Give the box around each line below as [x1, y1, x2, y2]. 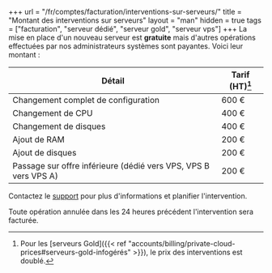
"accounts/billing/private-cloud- [128, 239, 236, 249]
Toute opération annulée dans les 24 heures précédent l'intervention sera [8, 207, 253, 217]
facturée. [8, 215, 39, 225]
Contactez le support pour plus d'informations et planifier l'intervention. [8, 191, 248, 201]
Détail [100, 75, 125, 86]
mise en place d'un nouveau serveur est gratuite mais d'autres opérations [8, 32, 257, 42]
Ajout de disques [12, 147, 77, 159]
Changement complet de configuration [12, 95, 160, 106]
